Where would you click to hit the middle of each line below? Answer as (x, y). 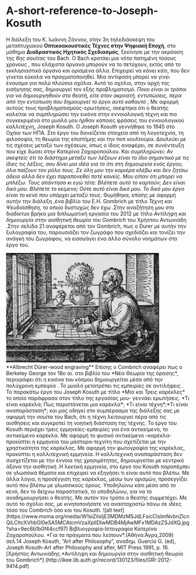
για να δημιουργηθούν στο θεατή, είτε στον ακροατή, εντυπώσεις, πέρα (94, 95)
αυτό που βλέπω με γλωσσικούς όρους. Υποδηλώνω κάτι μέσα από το (91, 485)
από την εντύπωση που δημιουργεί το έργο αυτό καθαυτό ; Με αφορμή (92, 101)
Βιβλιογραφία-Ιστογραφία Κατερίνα (113, 529)
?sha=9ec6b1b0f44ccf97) (37, 529)
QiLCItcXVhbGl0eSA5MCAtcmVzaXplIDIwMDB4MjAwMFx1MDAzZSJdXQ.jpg (98, 522)
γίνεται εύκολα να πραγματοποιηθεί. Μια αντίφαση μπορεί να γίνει (88, 77)
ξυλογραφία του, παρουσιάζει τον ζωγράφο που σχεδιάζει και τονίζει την (96, 232)
